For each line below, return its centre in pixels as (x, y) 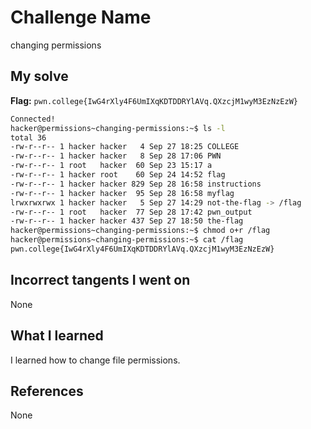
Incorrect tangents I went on (100, 280)
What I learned (57, 336)
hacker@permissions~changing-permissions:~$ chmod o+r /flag (140, 231)
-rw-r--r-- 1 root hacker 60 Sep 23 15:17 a (111, 166)
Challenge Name (81, 17)
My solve (39, 76)
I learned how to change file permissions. (95, 360)
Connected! (33, 119)
